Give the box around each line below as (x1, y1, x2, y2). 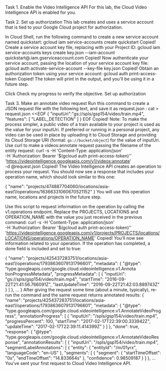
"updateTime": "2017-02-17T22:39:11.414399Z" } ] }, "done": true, (5, 324, 140, 329)
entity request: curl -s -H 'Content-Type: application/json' (5, 148, 123, 153)
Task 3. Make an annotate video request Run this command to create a (5, 100, 150, 106)
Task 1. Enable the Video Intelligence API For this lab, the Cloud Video (5, 4, 147, 10)
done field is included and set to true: (5, 246, 82, 251)
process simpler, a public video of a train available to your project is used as (5, 121, 160, 127)
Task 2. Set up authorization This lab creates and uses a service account (5, 19, 154, 25)
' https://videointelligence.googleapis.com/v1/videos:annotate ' (5, 158, 131, 164)
